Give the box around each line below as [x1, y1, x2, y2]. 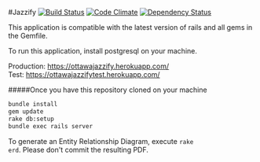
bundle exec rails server [8, 122, 93, 130]
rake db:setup [8, 115, 55, 123]
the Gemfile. [8, 31, 48, 40]
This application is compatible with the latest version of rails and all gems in [8, 23, 253, 31]
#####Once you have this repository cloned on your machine [8, 85, 207, 94]
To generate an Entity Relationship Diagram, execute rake [8, 136, 194, 145]
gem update [8, 107, 44, 116]
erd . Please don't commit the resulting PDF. [8, 145, 149, 154]
